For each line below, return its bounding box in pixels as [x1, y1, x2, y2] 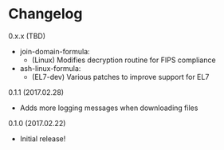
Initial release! [19, 133, 66, 144]
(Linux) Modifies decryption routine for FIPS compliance [31, 55, 217, 65]
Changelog [8, 5, 83, 23]
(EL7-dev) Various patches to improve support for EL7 [31, 72, 210, 81]
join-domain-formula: [19, 46, 90, 56]
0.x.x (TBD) [8, 31, 46, 41]
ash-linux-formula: [19, 63, 81, 73]
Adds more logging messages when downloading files [19, 103, 198, 112]
